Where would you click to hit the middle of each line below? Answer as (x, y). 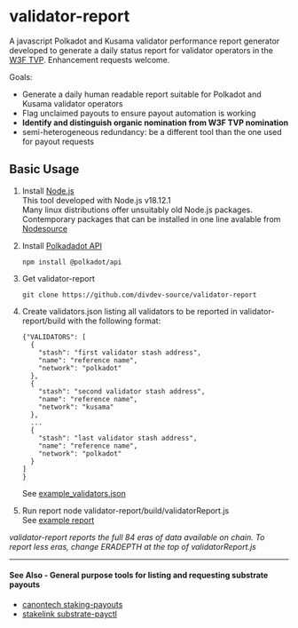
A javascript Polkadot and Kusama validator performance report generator (145, 41)
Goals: (21, 76)
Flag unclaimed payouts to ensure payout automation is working (139, 113)
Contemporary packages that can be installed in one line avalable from (151, 219)
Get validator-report (59, 278)
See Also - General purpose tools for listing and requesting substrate (139, 576)
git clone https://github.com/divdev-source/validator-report (139, 295)
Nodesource (45, 228)
